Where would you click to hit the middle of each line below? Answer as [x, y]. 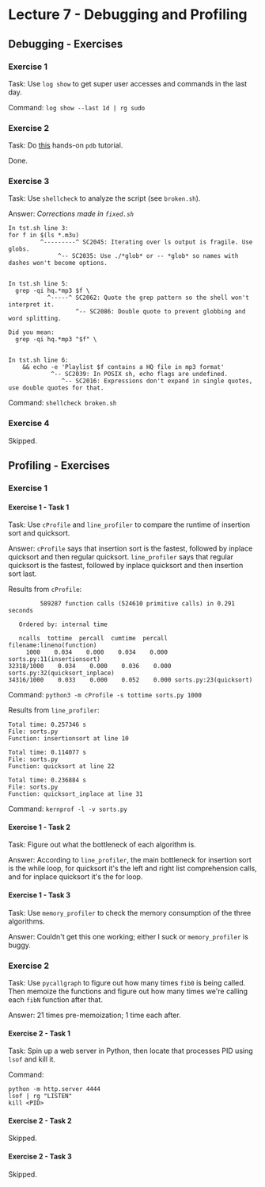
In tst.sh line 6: [38, 360]
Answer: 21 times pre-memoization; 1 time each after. [95, 1015]
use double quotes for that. [56, 388]
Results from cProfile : [45, 590]
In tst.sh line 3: [38, 229]
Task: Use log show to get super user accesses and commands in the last [128, 83]
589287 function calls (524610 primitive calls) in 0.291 [138, 604]
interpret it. [32, 305]
